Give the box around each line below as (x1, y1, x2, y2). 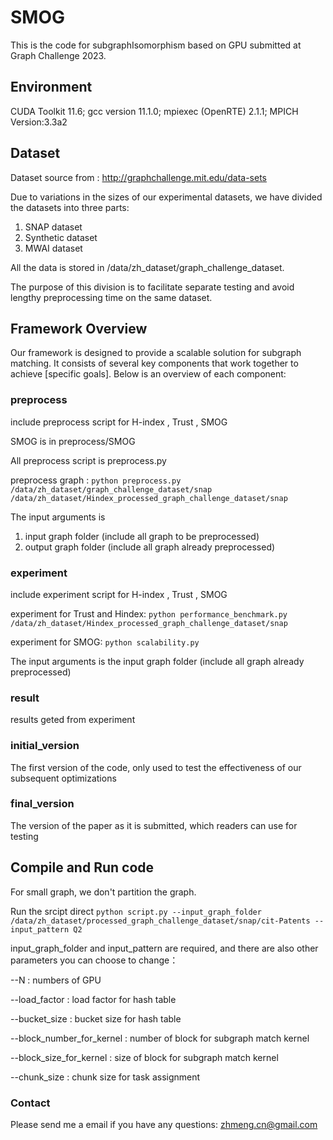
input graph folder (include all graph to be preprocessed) (24, 530, 260, 542)
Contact (10, 1096, 51, 1110)
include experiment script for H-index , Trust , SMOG (10, 588, 228, 600)
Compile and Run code (10, 859, 155, 876)
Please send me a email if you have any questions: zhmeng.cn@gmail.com (10, 1118, 318, 1130)
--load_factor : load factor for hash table (10, 993, 177, 1005)
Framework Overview (10, 320, 148, 337)
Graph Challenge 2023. (10, 49, 107, 61)
